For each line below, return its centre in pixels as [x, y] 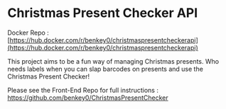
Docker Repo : [28, 33]
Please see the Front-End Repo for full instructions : [83, 90]
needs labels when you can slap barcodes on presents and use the [106, 69]
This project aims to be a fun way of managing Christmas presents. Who [113, 61]
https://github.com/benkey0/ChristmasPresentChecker [88, 98]
